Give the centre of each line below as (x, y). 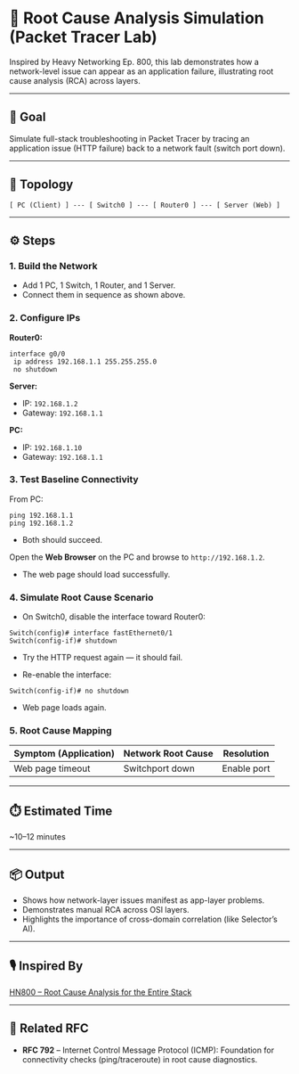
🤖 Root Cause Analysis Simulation (137, 18)
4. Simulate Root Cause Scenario (81, 597)
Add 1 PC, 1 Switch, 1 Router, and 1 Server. (99, 285)
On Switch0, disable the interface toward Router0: (114, 617)
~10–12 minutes (38, 837)
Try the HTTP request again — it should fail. (102, 658)
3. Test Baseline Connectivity (74, 480)
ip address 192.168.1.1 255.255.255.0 (85, 361)
